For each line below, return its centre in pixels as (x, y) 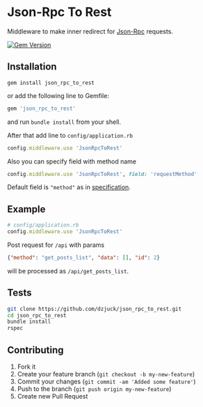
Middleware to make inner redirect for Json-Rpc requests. (90, 31)
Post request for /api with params (56, 245)
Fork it (26, 367)
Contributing (35, 350)
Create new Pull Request (52, 396)
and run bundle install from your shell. (64, 122)
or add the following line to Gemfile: (58, 95)
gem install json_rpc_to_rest (51, 83)
